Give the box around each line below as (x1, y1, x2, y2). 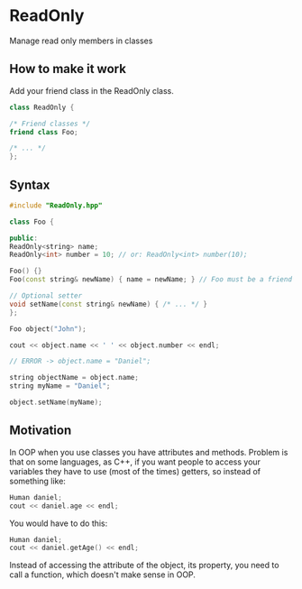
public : (9, 234, 39, 243)
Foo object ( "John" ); (9, 324, 87, 334)
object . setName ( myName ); (9, 398, 103, 407)
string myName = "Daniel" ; (9, 382, 111, 391)
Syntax (9, 177, 50, 192)
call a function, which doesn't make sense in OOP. (9, 569, 197, 580)
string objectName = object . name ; (9, 373, 140, 382)
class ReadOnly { (9, 103, 75, 112)
